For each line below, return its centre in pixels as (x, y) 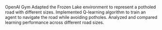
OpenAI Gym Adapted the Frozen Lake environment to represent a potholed (81, 7)
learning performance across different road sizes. (55, 22)
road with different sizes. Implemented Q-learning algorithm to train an (75, 12)
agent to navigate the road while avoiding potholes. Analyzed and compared (81, 17)
